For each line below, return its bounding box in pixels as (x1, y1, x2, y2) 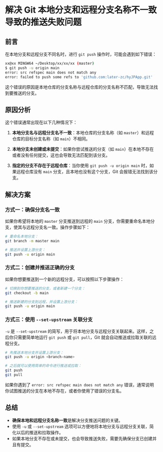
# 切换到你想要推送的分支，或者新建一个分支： (5, 286, 86, 291)
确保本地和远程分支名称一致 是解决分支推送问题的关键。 (12, 417, 123, 423)
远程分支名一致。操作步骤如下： (26, 224, 90, 230)
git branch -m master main (5, 238, 60, 243)
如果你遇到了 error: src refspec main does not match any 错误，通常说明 (5, 381, 154, 387)
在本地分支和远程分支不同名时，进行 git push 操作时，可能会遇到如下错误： (5, 52, 157, 57)
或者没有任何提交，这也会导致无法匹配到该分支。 (12, 152, 110, 158)
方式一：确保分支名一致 (5, 206, 60, 213)
